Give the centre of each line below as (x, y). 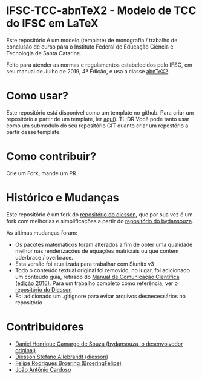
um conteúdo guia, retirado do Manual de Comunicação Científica (97, 277)
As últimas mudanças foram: (42, 233)
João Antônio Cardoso (43, 369)
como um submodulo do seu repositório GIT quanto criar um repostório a (97, 126)
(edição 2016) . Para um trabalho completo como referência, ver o (96, 283)
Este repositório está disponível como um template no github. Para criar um (100, 112)
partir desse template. (34, 132)
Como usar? (37, 96)
